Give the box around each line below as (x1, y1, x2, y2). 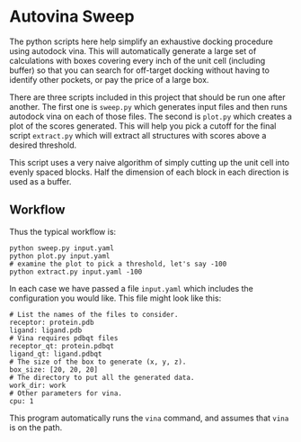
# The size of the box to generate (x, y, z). (9, 357, 187, 366)
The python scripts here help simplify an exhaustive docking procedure (9, 36, 274, 47)
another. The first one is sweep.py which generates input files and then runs (9, 101, 288, 112)
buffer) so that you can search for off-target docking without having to (9, 65, 270, 76)
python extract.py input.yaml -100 (9, 267, 143, 276)
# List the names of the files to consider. (9, 310, 179, 319)
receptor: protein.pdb (9, 318, 94, 327)
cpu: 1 (9, 396, 34, 406)
